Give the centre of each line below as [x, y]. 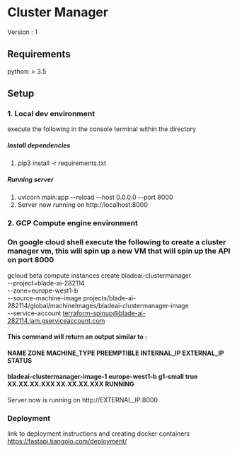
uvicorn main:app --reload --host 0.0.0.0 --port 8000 [95, 197]
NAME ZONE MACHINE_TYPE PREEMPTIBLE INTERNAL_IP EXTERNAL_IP [116, 353]
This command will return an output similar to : [77, 337]
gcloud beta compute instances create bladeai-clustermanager [99, 275]
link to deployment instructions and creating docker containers [99, 434]
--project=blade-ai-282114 [46, 283]
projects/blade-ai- [110, 298]
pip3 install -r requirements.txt [62, 163]
